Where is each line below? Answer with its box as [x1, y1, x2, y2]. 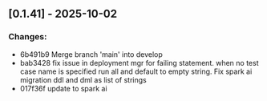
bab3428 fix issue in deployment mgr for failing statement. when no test [19, 58, 259, 67]
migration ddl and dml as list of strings [19, 75, 147, 84]
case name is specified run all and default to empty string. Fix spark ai [19, 67, 253, 76]
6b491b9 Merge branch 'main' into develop [19, 49, 163, 59]
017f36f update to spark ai [19, 83, 107, 93]
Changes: [8, 31, 47, 42]
